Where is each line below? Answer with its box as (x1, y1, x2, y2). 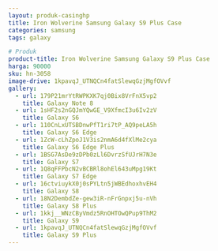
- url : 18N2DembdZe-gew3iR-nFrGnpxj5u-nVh (15, 194, 157, 202)
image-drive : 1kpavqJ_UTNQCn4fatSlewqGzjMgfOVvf (8, 77, 171, 85)
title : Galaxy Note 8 (22, 99, 93, 107)
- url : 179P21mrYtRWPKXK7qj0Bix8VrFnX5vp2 (15, 92, 157, 99)
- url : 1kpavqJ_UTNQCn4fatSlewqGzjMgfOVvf (15, 224, 157, 232)
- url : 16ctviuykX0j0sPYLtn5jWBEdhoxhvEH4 (15, 180, 157, 188)
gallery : (8, 84, 37, 92)
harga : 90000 (8, 62, 51, 71)
